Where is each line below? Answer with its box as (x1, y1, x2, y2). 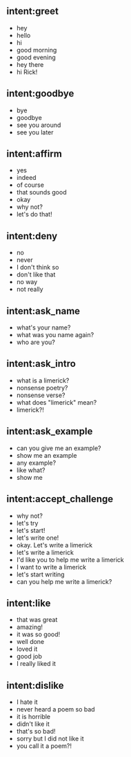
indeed (16, 174, 37, 182)
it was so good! (16, 630, 61, 638)
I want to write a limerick (16, 563, 87, 571)
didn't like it (16, 720, 50, 728)
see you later (16, 128, 54, 137)
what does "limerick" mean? (16, 398, 97, 406)
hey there (16, 60, 44, 68)
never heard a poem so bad (16, 705, 95, 714)
